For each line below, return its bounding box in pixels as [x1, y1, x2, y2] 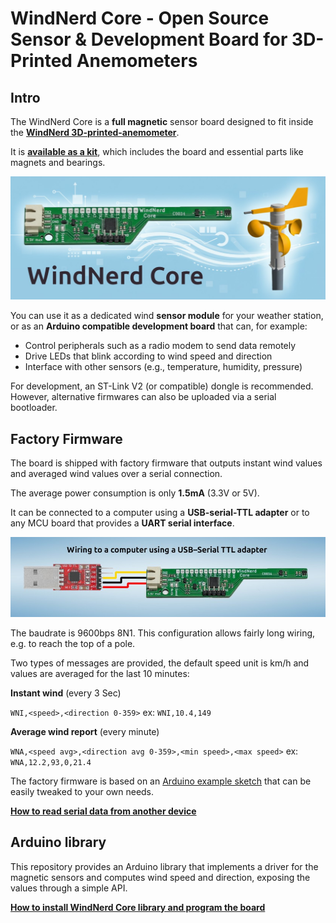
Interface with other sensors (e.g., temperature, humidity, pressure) [24, 361, 303, 373]
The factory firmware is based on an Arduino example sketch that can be [10, 775, 312, 787]
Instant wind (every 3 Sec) [10, 687, 122, 699]
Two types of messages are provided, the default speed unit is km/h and [10, 657, 310, 669]
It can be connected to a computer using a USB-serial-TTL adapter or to [10, 507, 310, 519]
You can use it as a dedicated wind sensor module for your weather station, [10, 310, 324, 322]
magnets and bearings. [10, 157, 106, 168]
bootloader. [10, 402, 58, 414]
